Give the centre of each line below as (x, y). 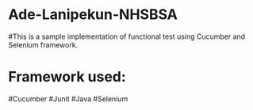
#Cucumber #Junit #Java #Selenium (68, 99)
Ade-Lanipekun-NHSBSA (93, 15)
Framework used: (67, 77)
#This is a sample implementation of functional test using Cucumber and (127, 36)
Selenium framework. (43, 44)
